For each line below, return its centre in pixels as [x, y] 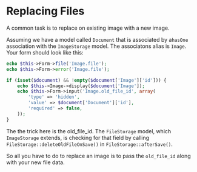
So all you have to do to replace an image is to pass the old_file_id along [98, 156]
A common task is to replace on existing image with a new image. [88, 28]
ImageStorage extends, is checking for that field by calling [78, 137]
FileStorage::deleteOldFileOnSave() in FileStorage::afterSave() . [89, 144]
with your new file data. [35, 162]
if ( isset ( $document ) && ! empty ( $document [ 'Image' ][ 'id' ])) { [86, 80]
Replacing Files [45, 11]
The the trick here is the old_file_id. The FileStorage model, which [89, 131]
